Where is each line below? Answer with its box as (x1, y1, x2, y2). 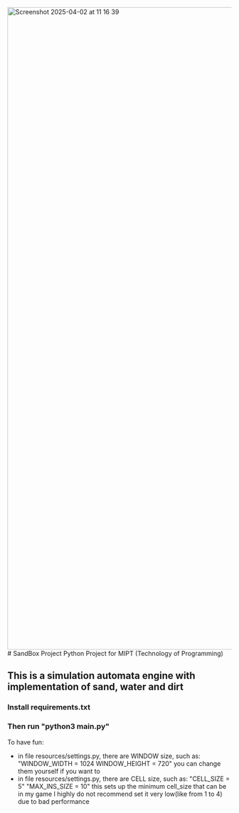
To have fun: (7, 737, 44, 746)
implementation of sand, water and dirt (7, 681, 184, 693)
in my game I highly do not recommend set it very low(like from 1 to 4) (17, 789, 223, 798)
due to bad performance (17, 797, 90, 806)
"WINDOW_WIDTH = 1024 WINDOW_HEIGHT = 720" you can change (17, 759, 221, 767)
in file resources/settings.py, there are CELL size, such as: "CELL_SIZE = (17, 774, 230, 783)
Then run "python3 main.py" (7, 722, 110, 732)
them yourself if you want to (17, 767, 101, 775)
